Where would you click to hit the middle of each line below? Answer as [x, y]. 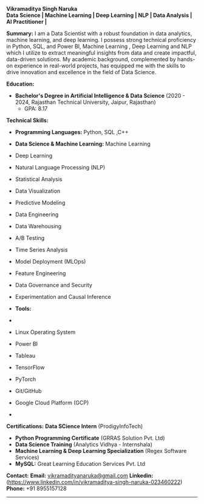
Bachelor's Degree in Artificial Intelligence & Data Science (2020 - [100, 96]
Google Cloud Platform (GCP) [52, 403]
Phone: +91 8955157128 [36, 489]
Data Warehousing [38, 226]
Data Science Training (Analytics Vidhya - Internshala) [84, 444]
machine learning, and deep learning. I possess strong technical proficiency [101, 40]
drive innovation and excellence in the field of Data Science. [81, 72]
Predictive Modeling [40, 203]
